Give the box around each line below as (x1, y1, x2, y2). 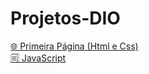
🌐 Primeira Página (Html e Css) (10, 40, 139, 52)
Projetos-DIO (10, 7, 121, 30)
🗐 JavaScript (10, 52, 67, 64)
